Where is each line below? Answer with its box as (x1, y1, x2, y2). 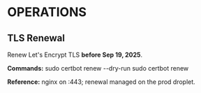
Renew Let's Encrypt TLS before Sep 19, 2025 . (7, 50, 143, 59)
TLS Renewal (7, 32, 65, 44)
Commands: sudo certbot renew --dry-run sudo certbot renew (7, 64, 189, 72)
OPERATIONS (7, 4, 87, 20)
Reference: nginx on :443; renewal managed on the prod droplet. (7, 78, 195, 86)
